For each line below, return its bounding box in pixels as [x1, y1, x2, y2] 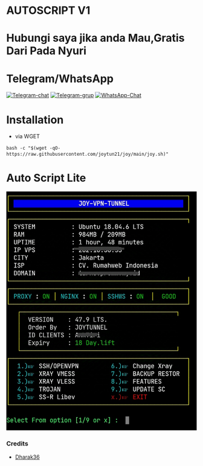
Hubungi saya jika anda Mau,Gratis [6, 31, 185, 45]
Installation [6, 113, 64, 127]
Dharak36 [14, 453, 40, 461]
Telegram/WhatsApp [6, 72, 114, 85]
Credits [6, 439, 28, 448]
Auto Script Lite [6, 171, 86, 185]
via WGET [14, 133, 40, 140]
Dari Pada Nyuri [6, 44, 86, 58]
